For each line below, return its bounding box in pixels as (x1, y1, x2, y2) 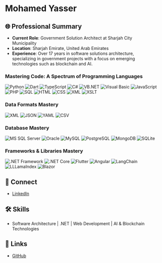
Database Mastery (5, 124, 49, 131)
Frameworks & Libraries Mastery (5, 148, 83, 154)
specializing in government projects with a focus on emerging (12, 56, 135, 61)
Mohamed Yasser (5, 3, 77, 14)
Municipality (12, 40, 37, 46)
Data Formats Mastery (5, 101, 59, 108)
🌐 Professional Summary (5, 22, 82, 31)
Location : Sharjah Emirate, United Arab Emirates (12, 46, 109, 51)
